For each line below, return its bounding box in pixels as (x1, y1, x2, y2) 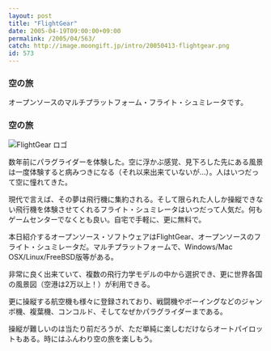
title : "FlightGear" (8, 19, 78, 27)
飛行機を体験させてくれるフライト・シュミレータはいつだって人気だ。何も (15, 204, 263, 214)
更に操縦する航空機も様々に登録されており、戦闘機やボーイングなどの (8, 296, 242, 306)
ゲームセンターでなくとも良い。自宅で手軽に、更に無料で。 (8, 214, 206, 224)
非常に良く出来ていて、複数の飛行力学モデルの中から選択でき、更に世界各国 (8, 269, 263, 279)
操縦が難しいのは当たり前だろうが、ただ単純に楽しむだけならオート (8, 324, 235, 333)
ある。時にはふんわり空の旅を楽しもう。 (22, 333, 157, 344)
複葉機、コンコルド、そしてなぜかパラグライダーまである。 (29, 307, 228, 316)
